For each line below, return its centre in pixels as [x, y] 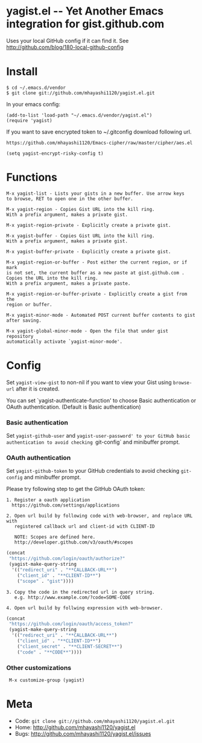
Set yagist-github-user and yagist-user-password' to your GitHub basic [98, 436]
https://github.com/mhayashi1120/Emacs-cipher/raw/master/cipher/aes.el [99, 143]
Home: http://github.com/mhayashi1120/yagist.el [75, 727]
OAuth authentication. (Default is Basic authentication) [74, 407]
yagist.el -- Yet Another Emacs [85, 11]
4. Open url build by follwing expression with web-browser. [85, 608]
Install [22, 72]
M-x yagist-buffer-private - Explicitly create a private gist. [89, 251]
